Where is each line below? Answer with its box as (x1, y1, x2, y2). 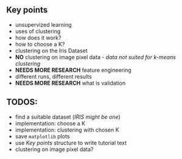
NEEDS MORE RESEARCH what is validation (15, 79, 126, 87)
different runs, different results (15, 72, 93, 80)
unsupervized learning (15, 21, 72, 28)
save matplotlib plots (15, 132, 70, 140)
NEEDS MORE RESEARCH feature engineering (15, 66, 132, 74)
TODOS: (6, 97, 38, 107)
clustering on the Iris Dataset (15, 47, 88, 54)
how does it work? (15, 34, 61, 41)
